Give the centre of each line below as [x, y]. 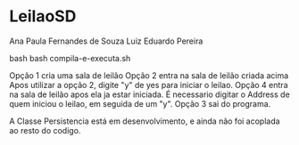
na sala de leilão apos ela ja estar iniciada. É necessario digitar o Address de [149, 94]
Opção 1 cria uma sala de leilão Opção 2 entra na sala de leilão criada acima [149, 75]
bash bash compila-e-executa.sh [70, 58]
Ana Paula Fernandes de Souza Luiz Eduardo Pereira [106, 41]
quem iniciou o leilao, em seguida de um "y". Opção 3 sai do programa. [140, 103]
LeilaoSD [43, 16]
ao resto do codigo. [45, 130]
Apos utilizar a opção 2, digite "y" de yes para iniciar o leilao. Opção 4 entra [149, 85]
